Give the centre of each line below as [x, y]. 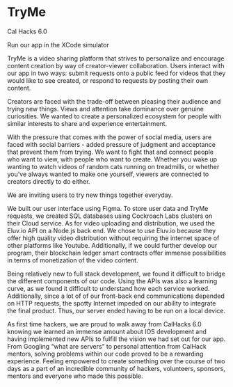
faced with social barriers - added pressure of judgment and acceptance [111, 144]
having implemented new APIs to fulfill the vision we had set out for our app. [116, 339]
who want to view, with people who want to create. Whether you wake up [112, 159]
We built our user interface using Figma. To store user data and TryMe [108, 208]
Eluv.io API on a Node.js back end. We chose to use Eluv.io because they [112, 230]
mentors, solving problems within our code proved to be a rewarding [105, 354]
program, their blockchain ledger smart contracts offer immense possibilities [117, 253]
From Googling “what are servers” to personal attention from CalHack [107, 346]
